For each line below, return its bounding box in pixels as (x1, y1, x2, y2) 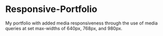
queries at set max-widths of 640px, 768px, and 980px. (5, 25, 123, 31)
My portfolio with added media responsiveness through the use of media (5, 20, 158, 26)
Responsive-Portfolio (5, 3, 98, 15)
